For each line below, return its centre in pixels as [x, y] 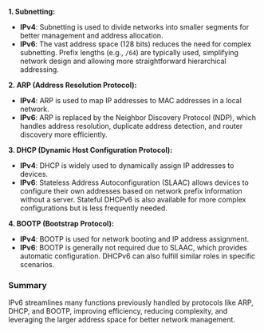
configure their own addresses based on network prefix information [131, 191]
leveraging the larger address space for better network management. [122, 320]
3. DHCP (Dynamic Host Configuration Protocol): [91, 150]
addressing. [39, 70]
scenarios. [37, 264]
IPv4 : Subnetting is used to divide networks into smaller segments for [134, 27]
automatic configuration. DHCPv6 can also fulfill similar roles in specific [138, 256]
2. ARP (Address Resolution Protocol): [73, 85]
